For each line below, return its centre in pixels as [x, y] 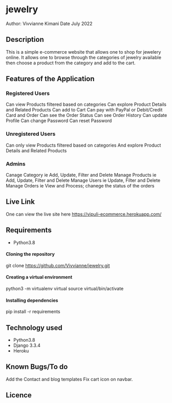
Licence [19, 395]
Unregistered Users [31, 134]
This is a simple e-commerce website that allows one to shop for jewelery [83, 52]
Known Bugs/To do [37, 367]
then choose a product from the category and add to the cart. [71, 63]
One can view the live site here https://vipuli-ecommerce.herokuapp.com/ [84, 214]
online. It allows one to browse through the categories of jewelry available [84, 57]
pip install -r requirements [33, 312]
